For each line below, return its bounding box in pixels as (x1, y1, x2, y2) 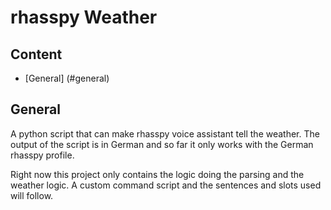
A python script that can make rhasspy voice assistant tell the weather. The (10, 127, 320, 140)
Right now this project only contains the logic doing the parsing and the (10, 168, 305, 180)
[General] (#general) (24, 72, 110, 84)
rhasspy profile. (10, 149, 75, 161)
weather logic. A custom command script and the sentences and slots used (10, 179, 322, 191)
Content (10, 46, 63, 63)
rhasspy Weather (10, 6, 158, 29)
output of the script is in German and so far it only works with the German (10, 138, 314, 150)
